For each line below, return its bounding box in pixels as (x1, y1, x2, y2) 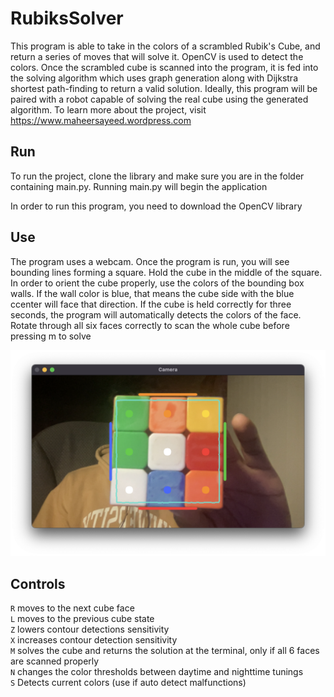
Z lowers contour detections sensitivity (10, 623, 170, 636)
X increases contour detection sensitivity (10, 634, 178, 646)
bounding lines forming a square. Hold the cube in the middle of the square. (10, 266, 323, 278)
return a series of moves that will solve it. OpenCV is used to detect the (10, 50, 304, 62)
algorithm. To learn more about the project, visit (10, 103, 207, 116)
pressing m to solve (10, 330, 92, 342)
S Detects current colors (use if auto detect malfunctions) (10, 677, 247, 689)
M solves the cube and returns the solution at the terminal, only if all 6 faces (10, 645, 320, 657)
